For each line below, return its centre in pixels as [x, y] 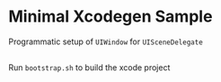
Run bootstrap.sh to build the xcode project [89, 68]
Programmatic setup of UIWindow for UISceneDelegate [106, 41]
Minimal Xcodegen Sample [110, 17]
